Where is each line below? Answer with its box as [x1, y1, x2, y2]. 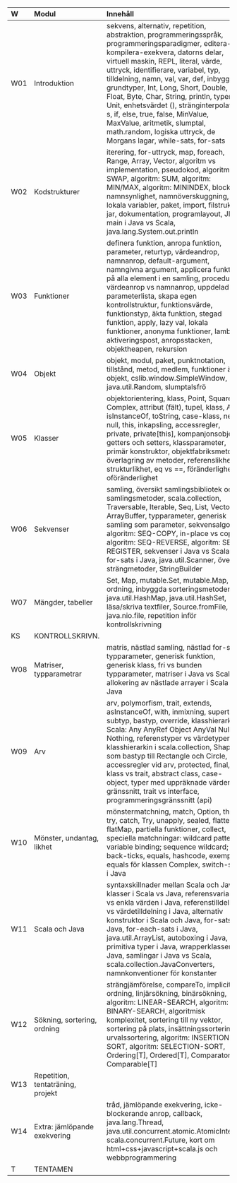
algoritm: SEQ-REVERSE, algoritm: [106, 537, 221, 547]
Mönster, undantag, [34, 833, 99, 843]
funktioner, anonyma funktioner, [106, 326, 213, 336]
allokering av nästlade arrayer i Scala [106, 678, 229, 687]
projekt [34, 1088, 58, 1098]
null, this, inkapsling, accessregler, [106, 420, 221, 429]
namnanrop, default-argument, [106, 256, 210, 266]
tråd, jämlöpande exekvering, [106, 1100, 203, 1110]
